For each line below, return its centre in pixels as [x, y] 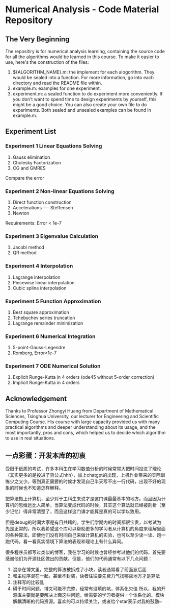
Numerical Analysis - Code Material [82, 9]
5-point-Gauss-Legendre [39, 348]
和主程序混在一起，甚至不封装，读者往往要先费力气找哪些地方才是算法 [86, 576]
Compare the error [25, 178]
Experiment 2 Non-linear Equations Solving [60, 191]
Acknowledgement [36, 398]
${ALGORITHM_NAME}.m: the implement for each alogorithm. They [83, 72]
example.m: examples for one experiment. [57, 88]
